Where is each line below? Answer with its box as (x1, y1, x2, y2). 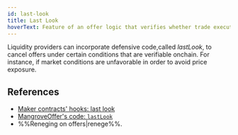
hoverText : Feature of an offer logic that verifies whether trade (7, 23, 211, 30)
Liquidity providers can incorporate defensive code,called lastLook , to (7, 43, 212, 52)
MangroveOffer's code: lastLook (17, 112, 113, 121)
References (7, 86, 59, 98)
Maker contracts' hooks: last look (17, 105, 115, 113)
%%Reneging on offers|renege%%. (17, 119, 123, 128)
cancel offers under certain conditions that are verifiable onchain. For (7, 50, 210, 59)
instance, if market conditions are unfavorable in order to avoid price (7, 58, 208, 66)
